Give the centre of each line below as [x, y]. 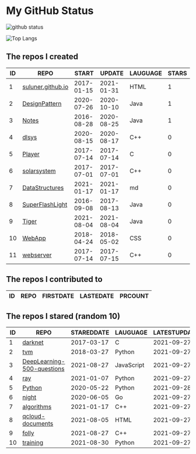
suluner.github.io [45, 87]
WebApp [34, 238]
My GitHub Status [50, 11]
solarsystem [39, 171]
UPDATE [112, 73]
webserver [37, 254]
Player [31, 154]
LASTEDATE [97, 295]
